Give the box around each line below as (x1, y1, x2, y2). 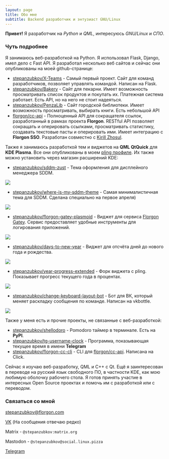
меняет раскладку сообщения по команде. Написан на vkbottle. (12, 298, 151, 304)
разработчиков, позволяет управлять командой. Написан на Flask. (12, 80, 157, 86)
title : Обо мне (5, 12, 37, 17)
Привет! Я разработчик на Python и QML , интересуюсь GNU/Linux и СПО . (5, 31, 164, 37)
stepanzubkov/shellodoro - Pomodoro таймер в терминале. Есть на (12, 327, 156, 333)
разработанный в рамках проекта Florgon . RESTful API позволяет (12, 118, 155, 124)
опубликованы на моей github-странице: (5, 65, 93, 71)
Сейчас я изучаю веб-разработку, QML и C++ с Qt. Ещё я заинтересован (5, 364, 163, 370)
